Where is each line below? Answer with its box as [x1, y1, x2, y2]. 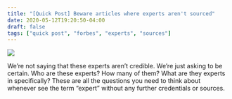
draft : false [7, 23, 46, 30]
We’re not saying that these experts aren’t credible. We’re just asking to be [7, 62, 223, 70]
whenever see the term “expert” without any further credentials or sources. [7, 84, 225, 93]
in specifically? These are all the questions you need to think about [7, 77, 201, 85]
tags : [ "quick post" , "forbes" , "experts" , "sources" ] [7, 29, 172, 37]
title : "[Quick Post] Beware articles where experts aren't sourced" [7, 10, 216, 17]
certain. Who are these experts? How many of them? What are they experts [7, 69, 226, 77]
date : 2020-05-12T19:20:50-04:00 [7, 17, 105, 24]
